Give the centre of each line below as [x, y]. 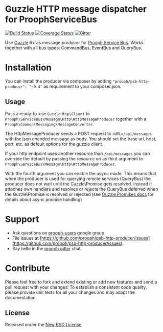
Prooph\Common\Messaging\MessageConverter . [50, 124]
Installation [28, 68]
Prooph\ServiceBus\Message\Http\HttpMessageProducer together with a [76, 119]
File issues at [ [27, 238]
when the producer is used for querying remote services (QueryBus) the [78, 179]
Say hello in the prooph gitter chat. [47, 248]
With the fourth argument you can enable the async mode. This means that [81, 173]
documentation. [21, 297]
